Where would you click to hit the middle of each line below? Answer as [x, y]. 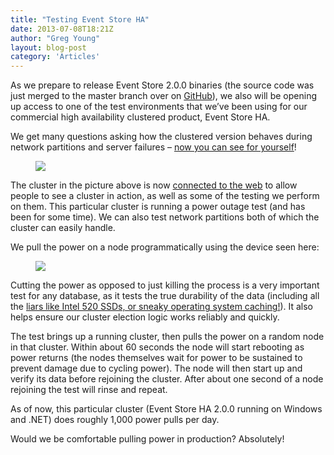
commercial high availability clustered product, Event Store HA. [140, 117]
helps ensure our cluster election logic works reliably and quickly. [145, 317]
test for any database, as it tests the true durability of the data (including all [165, 296]
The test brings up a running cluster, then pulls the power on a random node [167, 337]
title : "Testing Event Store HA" [80, 19]
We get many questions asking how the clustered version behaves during [161, 137]
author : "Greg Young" [55, 38]
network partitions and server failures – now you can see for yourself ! [153, 147]
